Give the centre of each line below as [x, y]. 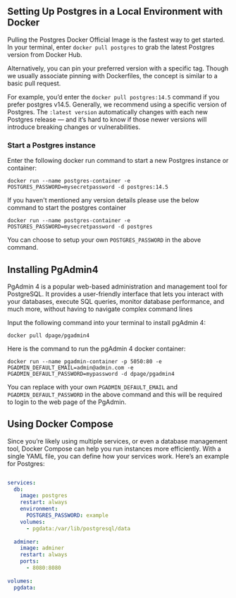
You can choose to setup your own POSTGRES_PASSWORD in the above [104, 240]
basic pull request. [34, 83]
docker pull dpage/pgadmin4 [49, 335]
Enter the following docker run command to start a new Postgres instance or [118, 161]
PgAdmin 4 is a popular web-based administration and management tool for [117, 286]
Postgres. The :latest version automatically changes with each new [107, 111]
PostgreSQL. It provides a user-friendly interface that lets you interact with [116, 294]
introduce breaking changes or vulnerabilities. [74, 127]
